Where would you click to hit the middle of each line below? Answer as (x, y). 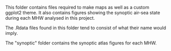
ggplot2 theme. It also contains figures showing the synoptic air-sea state (83, 13)
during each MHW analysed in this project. (50, 18)
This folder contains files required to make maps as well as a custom (77, 7)
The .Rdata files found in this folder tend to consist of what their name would (86, 28)
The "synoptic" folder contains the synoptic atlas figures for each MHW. (81, 43)
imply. (11, 33)
